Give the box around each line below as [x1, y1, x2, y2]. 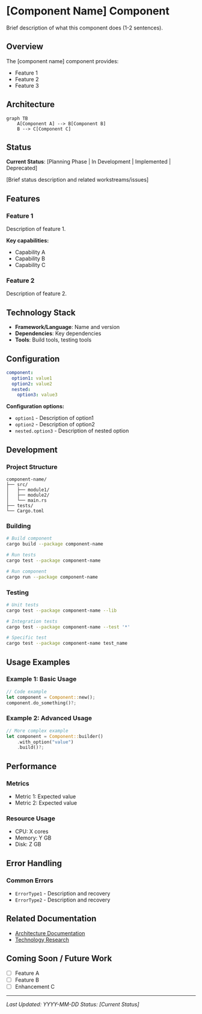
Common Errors [6, 876, 54, 885]
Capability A [14, 248, 46, 256]
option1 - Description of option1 [14, 414, 94, 422]
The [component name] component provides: [6, 57, 119, 64]
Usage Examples [6, 657, 70, 667]
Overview [6, 41, 44, 52]
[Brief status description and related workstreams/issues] [6, 176, 149, 183]
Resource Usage [6, 814, 55, 822]
